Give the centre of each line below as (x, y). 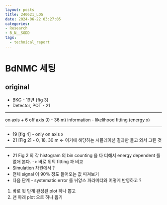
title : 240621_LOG (24, 14)
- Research (16, 28)
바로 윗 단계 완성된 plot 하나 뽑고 (44, 191)
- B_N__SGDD (17, 33)
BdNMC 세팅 (31, 68)
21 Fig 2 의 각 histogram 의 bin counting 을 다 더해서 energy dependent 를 (86, 155)
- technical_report (30, 42)
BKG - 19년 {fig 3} (30, 100)
